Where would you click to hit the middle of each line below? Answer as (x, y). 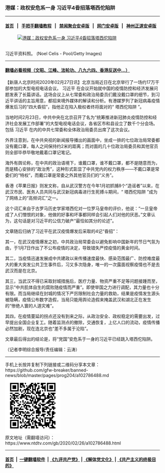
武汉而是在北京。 (22, 270)
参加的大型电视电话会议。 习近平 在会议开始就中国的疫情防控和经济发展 (81, 88)
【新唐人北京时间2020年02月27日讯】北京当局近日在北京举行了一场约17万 (80, 82)
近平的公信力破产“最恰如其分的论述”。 (78, 221)
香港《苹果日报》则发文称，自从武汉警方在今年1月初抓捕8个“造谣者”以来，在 (82, 185)
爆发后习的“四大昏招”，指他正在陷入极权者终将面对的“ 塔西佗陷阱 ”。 (75, 106)
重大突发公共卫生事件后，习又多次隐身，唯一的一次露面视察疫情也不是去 (87, 264)
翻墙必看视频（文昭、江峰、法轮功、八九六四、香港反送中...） (68, 70)
